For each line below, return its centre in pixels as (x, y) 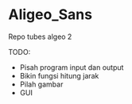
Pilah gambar (41, 84)
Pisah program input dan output (72, 67)
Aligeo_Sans (50, 15)
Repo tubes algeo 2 (40, 37)
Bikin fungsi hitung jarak (59, 75)
